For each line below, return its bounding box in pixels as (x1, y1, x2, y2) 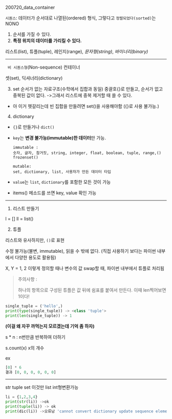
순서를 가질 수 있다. (12, 31, 51, 37)
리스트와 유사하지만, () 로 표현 (5, 237, 65, 243)
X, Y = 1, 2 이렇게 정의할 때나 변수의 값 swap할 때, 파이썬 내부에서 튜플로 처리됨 (5, 266, 165, 271)
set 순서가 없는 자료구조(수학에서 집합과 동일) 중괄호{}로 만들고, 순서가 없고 (12, 86, 163, 92)
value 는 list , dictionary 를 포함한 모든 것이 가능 (12, 179, 111, 185)
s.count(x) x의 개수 (5, 345, 45, 351)
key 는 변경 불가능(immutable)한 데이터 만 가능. (12, 135, 106, 141)
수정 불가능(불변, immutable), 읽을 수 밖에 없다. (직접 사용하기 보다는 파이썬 (5, 248, 156, 254)
